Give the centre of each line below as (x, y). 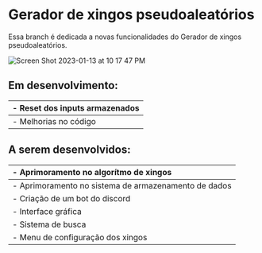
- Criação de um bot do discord (71, 198)
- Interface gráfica (47, 211)
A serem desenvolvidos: (69, 150)
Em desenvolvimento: (64, 86)
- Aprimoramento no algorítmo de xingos (92, 172)
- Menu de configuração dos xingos (80, 237)
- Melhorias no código (54, 121)
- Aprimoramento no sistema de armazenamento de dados (122, 185)
